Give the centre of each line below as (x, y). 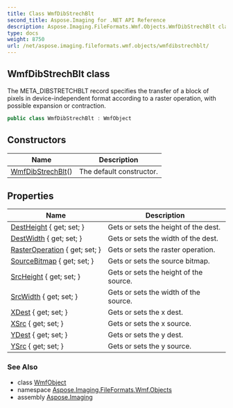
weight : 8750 (26, 40)
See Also (23, 367)
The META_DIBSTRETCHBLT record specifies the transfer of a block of (108, 90)
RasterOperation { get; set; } (56, 250)
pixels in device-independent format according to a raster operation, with (112, 98)
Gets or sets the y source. (150, 346)
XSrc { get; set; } (37, 324)
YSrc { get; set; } (37, 346)
